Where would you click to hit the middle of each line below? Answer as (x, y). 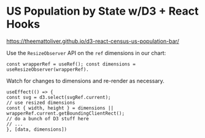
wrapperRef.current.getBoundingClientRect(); (65, 113)
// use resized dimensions (41, 103)
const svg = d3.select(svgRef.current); (59, 97)
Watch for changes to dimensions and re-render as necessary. (85, 81)
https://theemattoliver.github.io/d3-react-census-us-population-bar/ (93, 41)
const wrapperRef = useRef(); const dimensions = (71, 64)
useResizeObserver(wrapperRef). (48, 69)
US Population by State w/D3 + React (102, 11)
